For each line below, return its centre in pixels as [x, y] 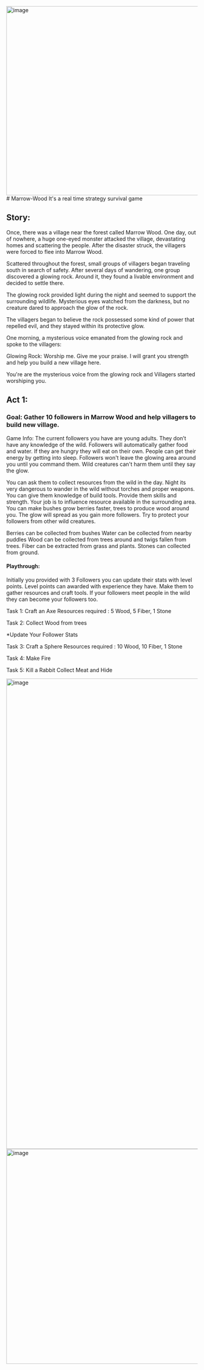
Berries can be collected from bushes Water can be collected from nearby [99, 533]
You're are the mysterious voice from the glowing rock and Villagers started [101, 374]
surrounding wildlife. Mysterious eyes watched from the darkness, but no [98, 301]
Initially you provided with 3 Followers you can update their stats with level [99, 580]
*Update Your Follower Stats [42, 634]
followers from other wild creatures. [51, 521]
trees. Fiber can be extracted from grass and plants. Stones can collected [98, 546]
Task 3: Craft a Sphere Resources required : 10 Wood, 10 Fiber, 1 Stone [94, 646]
